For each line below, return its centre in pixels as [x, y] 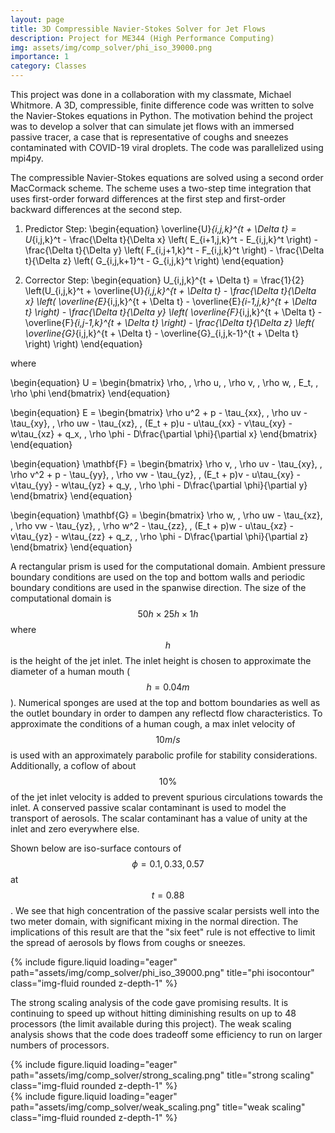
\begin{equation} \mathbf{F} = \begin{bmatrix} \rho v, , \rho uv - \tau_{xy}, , [166, 464]
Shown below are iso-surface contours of [96, 848]
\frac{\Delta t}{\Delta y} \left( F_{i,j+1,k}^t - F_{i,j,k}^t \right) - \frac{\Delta [174, 250]
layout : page [37, 19]
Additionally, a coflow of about [73, 765]
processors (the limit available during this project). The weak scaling [151, 1024]
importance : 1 [40, 57]
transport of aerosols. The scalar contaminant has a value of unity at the [159, 818]
